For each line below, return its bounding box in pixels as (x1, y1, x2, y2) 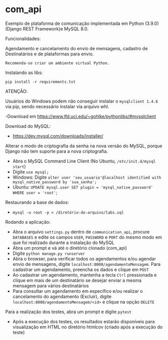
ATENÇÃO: (5, 88, 28, 94)
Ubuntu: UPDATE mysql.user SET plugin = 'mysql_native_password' (12, 184, 153, 190)
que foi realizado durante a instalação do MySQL (12, 240, 115, 246)
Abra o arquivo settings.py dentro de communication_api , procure (12, 228, 150, 234)
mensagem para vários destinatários (12, 283, 89, 289)
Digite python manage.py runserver (12, 250, 85, 256)
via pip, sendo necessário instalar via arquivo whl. (5, 103, 109, 110)
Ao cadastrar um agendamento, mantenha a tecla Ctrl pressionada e (12, 271, 157, 278)
